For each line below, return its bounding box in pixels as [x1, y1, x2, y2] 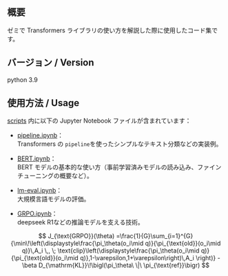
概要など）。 [59, 171, 93, 180]
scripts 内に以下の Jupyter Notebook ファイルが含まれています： [7, 116, 191, 125]
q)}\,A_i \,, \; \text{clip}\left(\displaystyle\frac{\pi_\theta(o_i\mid [21, 246, 200, 255]
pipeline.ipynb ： [17, 131, 64, 140]
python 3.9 [7, 75, 38, 84]
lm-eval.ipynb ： [17, 187, 63, 195]
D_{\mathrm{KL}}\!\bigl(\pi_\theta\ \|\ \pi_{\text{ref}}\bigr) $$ [38, 261, 210, 270]
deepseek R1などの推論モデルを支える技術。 [17, 218, 144, 226]
